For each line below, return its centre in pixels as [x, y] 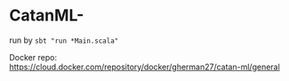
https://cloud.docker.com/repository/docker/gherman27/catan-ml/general [144, 67]
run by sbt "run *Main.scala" [64, 40]
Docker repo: [33, 57]
